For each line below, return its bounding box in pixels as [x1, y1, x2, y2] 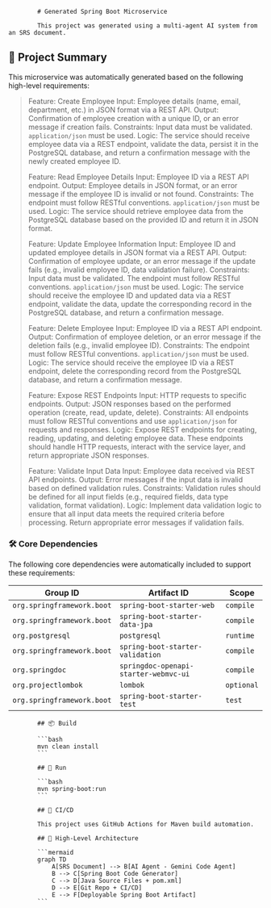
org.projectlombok [12, 680, 83, 690]
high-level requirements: [8, 81, 90, 90]
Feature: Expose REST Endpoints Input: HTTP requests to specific [27, 390, 248, 400]
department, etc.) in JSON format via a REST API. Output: [27, 105, 219, 115]
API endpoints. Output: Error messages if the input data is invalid [27, 475, 244, 484]
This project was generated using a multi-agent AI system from [37, 22, 258, 30]
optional [225, 680, 259, 690]
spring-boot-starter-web [119, 601, 215, 610]
